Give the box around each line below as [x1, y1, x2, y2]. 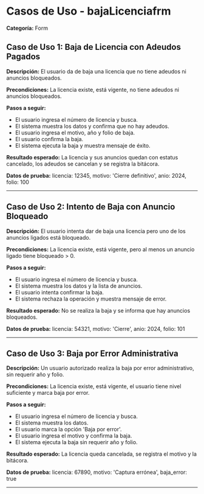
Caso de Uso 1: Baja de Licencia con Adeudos [6, 42, 181, 52]
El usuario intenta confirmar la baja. [15, 288, 104, 296]
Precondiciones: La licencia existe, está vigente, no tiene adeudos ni [6, 86, 179, 93]
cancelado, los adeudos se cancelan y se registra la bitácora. [6, 160, 160, 167]
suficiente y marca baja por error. [6, 389, 90, 397]
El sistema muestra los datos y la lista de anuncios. [15, 282, 143, 290]
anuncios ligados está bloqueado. [6, 234, 91, 241]
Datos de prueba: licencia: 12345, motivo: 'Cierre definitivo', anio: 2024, [6, 172, 187, 179]
